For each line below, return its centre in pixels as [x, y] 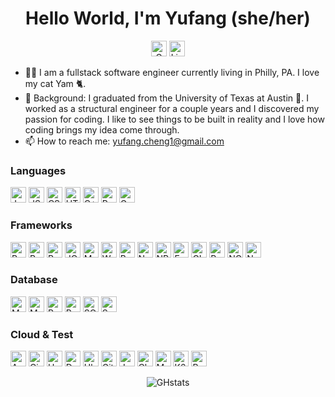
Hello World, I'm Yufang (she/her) [168, 18]
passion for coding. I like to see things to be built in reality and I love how [174, 119]
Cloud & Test [42, 334]
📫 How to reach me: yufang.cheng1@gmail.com [124, 141]
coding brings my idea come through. [102, 129]
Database [34, 280]
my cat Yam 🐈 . [55, 83]
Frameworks [41, 225]
